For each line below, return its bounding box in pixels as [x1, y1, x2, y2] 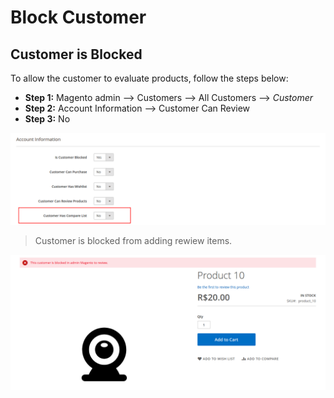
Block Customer [10, 6, 147, 29]
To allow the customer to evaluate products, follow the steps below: [10, 72, 289, 84]
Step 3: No [24, 113, 71, 125]
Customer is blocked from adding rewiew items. [34, 234, 233, 246]
